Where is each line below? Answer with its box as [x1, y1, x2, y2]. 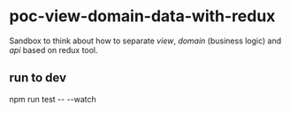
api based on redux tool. [9, 44, 99, 55]
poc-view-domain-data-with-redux [9, 6, 276, 26]
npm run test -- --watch [9, 94, 97, 104]
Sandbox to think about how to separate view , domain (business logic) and [9, 35, 282, 46]
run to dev [9, 71, 66, 86]
